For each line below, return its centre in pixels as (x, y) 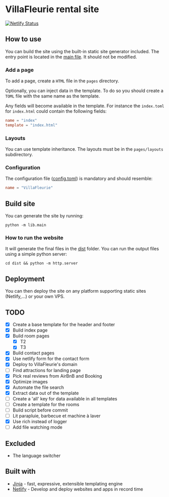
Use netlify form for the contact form (51, 359)
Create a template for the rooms (46, 404)
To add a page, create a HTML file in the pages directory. (62, 81)
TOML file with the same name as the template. (53, 96)
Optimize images (30, 381)
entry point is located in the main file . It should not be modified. (71, 57)
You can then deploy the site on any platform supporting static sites (76, 291)
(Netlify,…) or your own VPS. (35, 296)
